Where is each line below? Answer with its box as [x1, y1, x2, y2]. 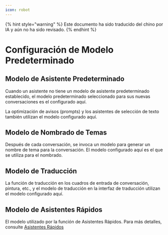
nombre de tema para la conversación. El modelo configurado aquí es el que [5, 147, 163, 153]
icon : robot [5, 7, 30, 13]
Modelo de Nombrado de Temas [5, 129, 107, 137]
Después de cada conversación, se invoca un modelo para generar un [5, 142, 150, 148]
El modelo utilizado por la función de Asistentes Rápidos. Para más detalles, [5, 219, 162, 225]
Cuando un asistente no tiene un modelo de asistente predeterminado [5, 88, 149, 94]
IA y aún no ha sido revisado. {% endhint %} [5, 26, 97, 33]
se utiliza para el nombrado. [5, 152, 63, 158]
